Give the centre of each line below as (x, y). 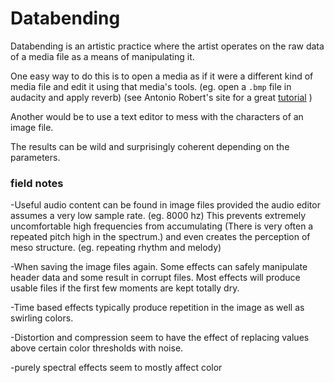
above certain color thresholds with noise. (97, 348)
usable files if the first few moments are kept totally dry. (125, 288)
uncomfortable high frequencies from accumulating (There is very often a (162, 226)
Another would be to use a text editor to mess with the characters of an (157, 116)
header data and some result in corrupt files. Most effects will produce (155, 278)
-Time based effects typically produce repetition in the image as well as (157, 308)
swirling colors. (42, 318)
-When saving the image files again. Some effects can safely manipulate (159, 267)
